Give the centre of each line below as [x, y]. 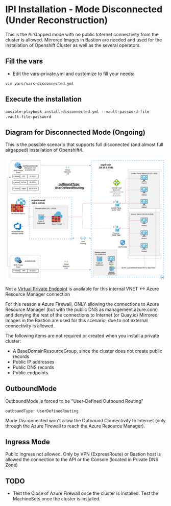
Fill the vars [24, 62]
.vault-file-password [28, 117]
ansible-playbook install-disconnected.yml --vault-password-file [77, 112]
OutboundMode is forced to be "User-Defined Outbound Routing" [75, 401]
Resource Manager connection [38, 294]
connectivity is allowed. [30, 326]
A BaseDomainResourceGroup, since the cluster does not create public [87, 351]
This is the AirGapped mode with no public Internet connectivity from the [82, 34]
